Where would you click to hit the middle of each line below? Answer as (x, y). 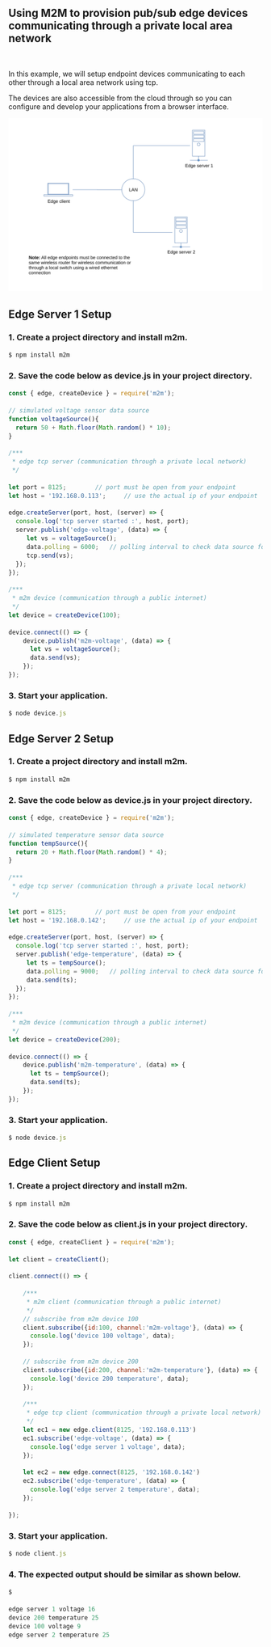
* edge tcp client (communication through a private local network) (144, 1413)
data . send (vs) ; (55, 658)
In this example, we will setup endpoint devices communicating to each (127, 74)
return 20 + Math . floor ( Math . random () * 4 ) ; (92, 852)
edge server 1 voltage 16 (52, 1609)
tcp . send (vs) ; (50, 555)
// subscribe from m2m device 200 (81, 1362)
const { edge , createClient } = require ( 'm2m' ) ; (92, 1242)
